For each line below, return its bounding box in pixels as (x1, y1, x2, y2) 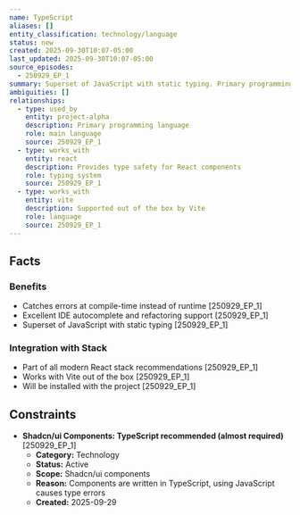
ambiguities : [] (9, 87, 70, 96)
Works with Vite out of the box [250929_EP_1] (21, 371, 190, 382)
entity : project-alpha (25, 112, 110, 121)
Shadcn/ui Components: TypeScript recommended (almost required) (21, 430, 284, 442)
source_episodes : (9, 63, 74, 72)
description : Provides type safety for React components (25, 162, 242, 171)
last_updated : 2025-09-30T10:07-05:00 (9, 54, 154, 63)
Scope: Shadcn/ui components (35, 469, 151, 479)
